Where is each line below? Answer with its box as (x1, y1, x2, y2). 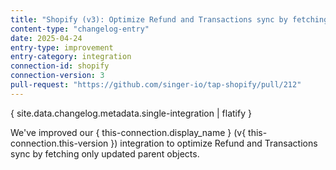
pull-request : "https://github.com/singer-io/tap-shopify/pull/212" (10, 80, 302, 90)
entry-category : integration (10, 52, 132, 62)
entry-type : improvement (10, 42, 114, 53)
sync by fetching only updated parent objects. (10, 147, 200, 160)
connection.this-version (10, 137, 109, 149)
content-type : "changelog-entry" (10, 24, 150, 34)
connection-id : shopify (10, 61, 110, 71)
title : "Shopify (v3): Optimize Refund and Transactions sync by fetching (10, 14, 329, 25)
